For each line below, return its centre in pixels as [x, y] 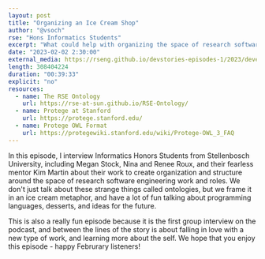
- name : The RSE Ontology [58, 96]
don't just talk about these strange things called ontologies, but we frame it [130, 189]
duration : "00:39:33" [44, 74]
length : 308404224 [38, 67]
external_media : [35, 60]
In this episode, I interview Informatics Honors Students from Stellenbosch [129, 156]
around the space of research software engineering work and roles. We [124, 180]
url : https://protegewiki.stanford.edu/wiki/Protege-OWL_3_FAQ [129, 133]
